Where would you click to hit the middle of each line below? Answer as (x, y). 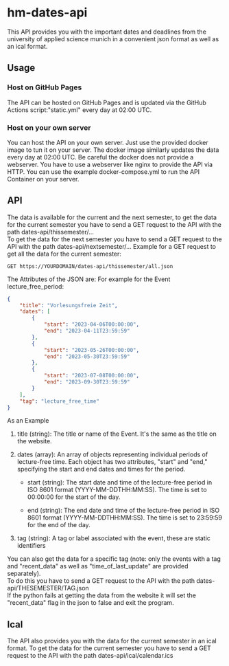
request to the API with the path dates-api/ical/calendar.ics (90, 656)
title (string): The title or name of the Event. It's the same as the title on (117, 434)
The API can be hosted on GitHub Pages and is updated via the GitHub (107, 102)
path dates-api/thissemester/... (51, 232)
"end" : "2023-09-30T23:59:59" (87, 382)
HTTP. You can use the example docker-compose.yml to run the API (104, 171)
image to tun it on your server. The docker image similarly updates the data (113, 150)
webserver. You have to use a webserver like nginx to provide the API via (110, 164)
